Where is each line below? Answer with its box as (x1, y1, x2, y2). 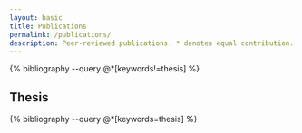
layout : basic (9, 13, 63, 23)
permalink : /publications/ (9, 30, 112, 39)
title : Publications (9, 22, 88, 31)
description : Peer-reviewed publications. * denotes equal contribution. (9, 38, 295, 48)
